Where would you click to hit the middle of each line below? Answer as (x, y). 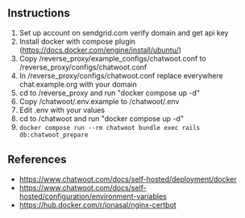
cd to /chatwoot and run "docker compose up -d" (102, 118)
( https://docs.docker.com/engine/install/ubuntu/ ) (100, 50)
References (37, 159)
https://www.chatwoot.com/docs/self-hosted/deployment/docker (128, 179)
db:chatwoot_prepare (54, 135)
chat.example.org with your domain (78, 84)
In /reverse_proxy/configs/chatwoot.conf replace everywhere (121, 75)
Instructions (39, 13)
